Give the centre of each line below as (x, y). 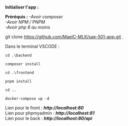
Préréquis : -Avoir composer (34, 17)
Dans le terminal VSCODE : (32, 46)
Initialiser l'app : (22, 7)
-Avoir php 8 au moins (28, 27)
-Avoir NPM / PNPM (25, 22)
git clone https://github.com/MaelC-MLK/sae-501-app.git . (64, 37)
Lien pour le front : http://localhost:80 (44, 108)
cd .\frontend (20, 73)
